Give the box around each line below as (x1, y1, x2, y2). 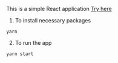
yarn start (6, 51, 34, 57)
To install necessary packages (15, 17, 91, 24)
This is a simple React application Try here (6, 5, 112, 12)
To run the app (15, 39, 52, 46)
